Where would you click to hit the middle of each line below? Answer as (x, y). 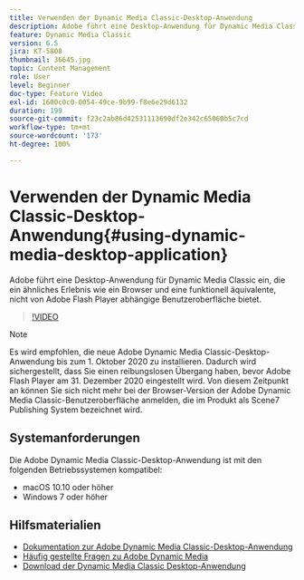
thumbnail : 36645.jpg (50, 60)
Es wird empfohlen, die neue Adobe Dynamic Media (106, 352)
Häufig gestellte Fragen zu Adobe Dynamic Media (115, 556)
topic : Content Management (60, 69)
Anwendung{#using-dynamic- (128, 235)
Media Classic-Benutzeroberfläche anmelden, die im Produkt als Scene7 (145, 400)
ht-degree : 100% (40, 144)
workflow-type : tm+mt (50, 128)
